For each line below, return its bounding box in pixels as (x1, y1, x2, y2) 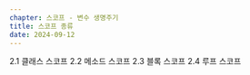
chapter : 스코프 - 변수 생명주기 (9, 13, 119, 23)
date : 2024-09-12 (9, 30, 75, 39)
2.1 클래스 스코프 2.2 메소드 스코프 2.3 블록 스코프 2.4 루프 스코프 (9, 56, 242, 67)
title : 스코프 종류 (9, 22, 74, 31)
